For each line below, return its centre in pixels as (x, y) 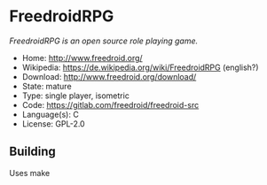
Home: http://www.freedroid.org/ (82, 58)
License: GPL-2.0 (54, 123)
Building (32, 152)
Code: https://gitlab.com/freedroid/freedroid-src (110, 104)
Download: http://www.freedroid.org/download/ (109, 76)
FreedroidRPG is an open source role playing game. (104, 41)
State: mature (47, 86)
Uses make (30, 173)
